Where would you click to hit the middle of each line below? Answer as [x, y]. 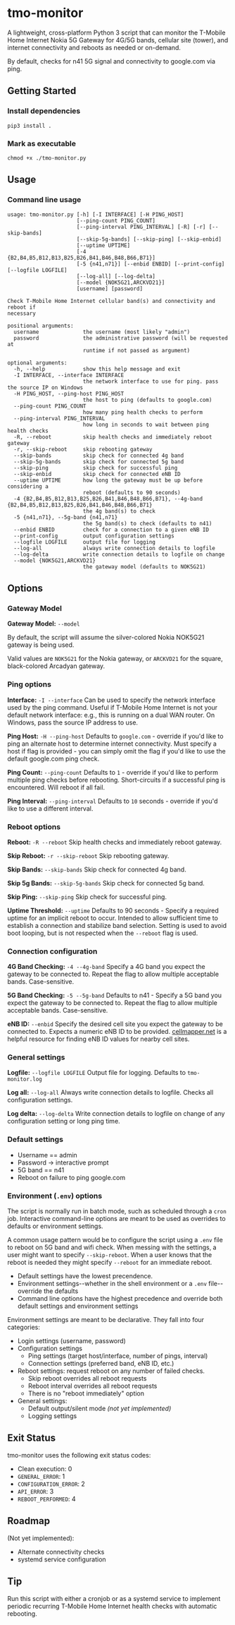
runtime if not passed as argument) [136, 350]
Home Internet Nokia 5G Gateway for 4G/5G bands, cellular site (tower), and [118, 40]
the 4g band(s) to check [119, 511]
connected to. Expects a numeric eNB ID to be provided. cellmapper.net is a [117, 1032]
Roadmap [29, 1521]
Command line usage [44, 200]
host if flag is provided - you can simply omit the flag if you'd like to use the [117, 751]
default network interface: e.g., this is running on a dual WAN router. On [111, 715]
